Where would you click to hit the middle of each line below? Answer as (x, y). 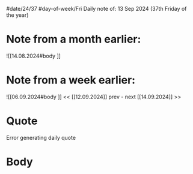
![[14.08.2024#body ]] (34, 56)
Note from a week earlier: (71, 80)
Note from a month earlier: (74, 39)
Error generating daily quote (41, 137)
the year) (17, 15)
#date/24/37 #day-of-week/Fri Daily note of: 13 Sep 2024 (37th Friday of (96, 9)
